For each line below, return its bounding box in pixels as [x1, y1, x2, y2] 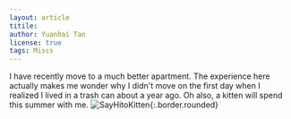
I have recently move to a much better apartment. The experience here [9, 71, 270, 81]
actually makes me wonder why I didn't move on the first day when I [9, 81, 261, 91]
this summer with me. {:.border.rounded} [9, 99, 219, 110]
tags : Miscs [9, 47, 54, 55]
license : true [9, 38, 63, 47]
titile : [9, 21, 39, 30]
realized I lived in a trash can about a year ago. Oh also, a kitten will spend [9, 90, 283, 101]
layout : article [9, 13, 70, 22]
